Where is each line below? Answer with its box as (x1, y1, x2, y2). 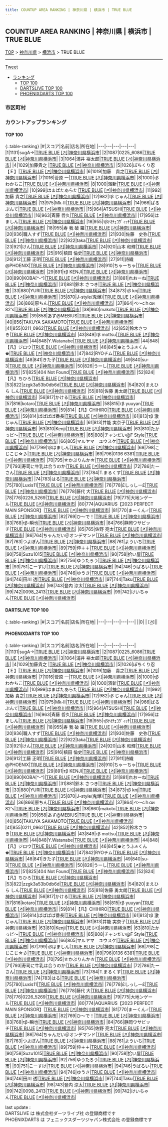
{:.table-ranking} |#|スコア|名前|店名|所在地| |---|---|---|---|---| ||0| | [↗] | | (5, 618, 158, 625)
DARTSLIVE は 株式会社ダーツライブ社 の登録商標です (5, 1110, 116, 1116)
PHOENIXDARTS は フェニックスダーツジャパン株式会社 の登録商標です (5, 1116, 152, 1122)
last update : (5, 1104, 31, 1110)
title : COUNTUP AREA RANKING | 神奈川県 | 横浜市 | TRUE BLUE (5, 7, 132, 13)
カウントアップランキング (5, 119, 66, 126)
